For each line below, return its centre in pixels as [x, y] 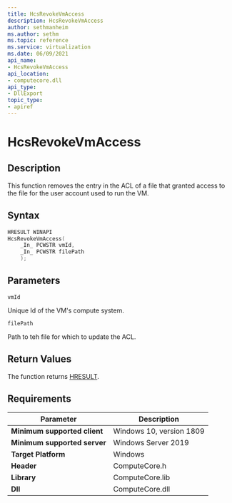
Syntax [24, 216]
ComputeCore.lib [142, 477]
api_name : [22, 61]
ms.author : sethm [33, 34]
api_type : [22, 87]
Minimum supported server [59, 442]
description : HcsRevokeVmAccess [55, 21]
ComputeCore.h [140, 466]
